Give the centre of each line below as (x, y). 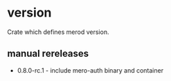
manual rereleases (48, 54)
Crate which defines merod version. (58, 32)
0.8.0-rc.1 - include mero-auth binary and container (90, 70)
